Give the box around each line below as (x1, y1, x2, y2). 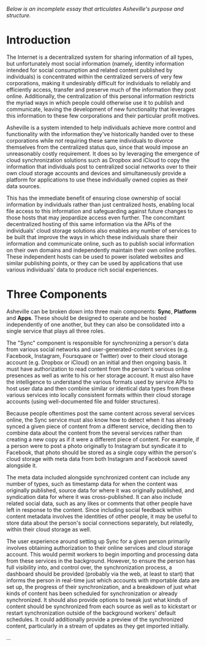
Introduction (6, 33, 71, 47)
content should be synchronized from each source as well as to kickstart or (6, 602, 197, 610)
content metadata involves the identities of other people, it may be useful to (6, 512, 197, 520)
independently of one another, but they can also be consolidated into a (6, 321, 185, 328)
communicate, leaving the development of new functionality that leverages (6, 105, 195, 113)
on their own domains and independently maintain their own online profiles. (6, 246, 197, 254)
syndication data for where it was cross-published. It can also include (6, 493, 182, 500)
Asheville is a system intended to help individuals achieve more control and (6, 124, 196, 131)
